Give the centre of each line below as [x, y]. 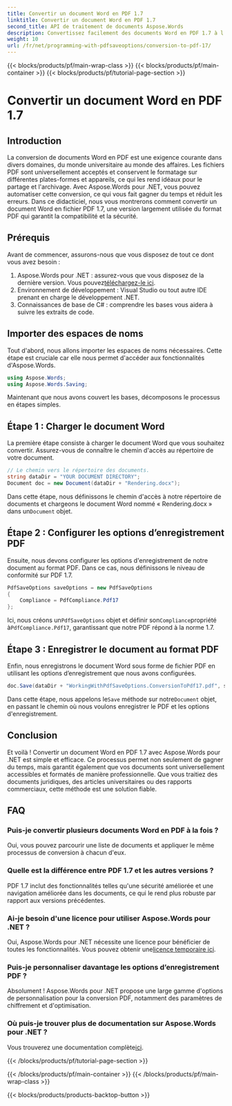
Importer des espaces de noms [75, 334]
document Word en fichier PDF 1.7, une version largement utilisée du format [115, 209]
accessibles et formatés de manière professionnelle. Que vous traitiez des [113, 774]
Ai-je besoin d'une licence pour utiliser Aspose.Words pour [109, 918]
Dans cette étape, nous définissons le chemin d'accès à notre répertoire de [114, 496]
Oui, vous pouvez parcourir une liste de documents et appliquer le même [111, 845]
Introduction [35, 141]
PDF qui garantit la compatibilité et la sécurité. [72, 216]
